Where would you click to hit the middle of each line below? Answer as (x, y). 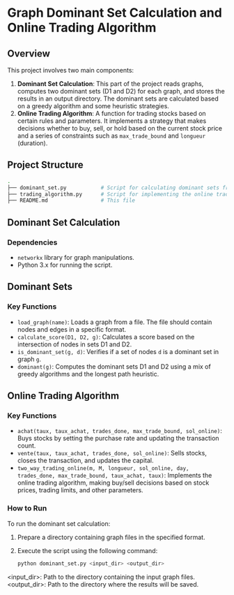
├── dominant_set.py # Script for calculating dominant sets (113, 188)
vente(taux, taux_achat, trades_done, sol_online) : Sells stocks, (112, 453)
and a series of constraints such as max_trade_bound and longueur (111, 135)
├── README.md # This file (71, 200)
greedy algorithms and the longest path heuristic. (88, 374)
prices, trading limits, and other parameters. (80, 490)
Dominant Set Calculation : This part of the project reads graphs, (110, 84)
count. (26, 446)
